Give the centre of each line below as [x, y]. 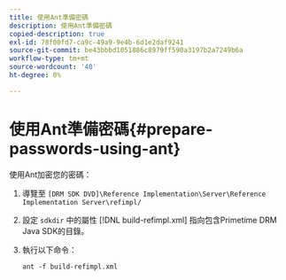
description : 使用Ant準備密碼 [61, 26]
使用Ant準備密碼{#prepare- [111, 129]
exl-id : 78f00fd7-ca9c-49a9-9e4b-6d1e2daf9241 [97, 42]
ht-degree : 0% [35, 75]
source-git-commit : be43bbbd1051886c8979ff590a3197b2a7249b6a [126, 51]
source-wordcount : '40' [53, 67]
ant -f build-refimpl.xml [70, 267]
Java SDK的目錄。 [55, 230]
